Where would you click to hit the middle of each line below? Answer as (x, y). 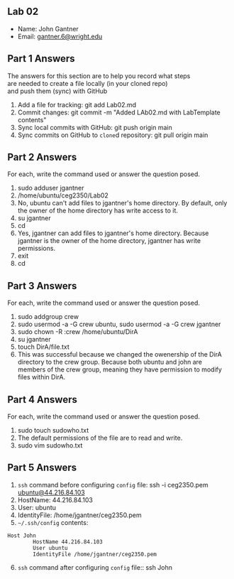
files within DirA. (41, 377)
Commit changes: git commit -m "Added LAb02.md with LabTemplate (119, 112)
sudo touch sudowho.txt (53, 431)
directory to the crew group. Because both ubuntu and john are (110, 362)
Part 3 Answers (42, 286)
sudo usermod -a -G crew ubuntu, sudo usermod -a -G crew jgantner (119, 324)
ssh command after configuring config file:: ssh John (95, 567)
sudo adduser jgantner (51, 188)
